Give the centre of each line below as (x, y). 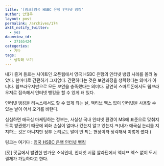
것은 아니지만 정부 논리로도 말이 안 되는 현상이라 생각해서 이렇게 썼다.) (85, 132)
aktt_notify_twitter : (27, 28)
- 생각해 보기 (21, 60)
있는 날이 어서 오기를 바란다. (32, 109)
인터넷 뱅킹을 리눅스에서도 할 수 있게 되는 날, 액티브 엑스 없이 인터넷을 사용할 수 (81, 103)
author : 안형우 (19, 14)
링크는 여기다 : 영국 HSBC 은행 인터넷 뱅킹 (46, 142)
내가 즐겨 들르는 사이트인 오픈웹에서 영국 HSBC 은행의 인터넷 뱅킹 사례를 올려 (79, 74)
